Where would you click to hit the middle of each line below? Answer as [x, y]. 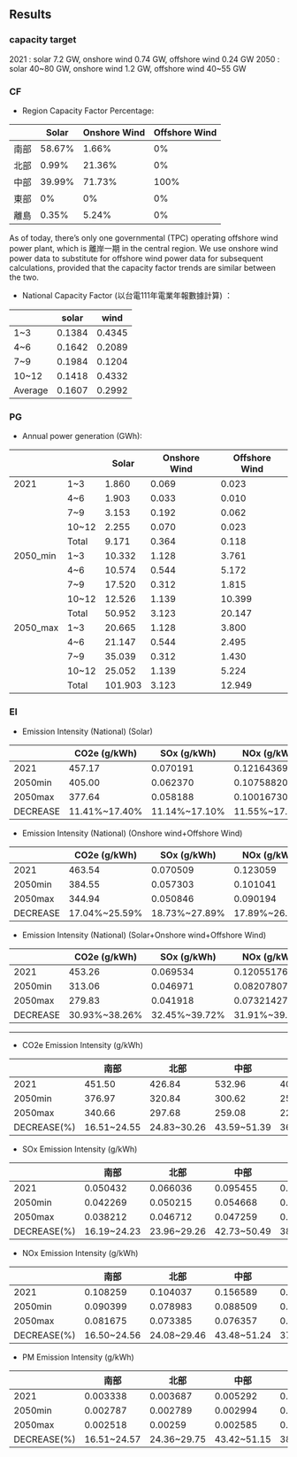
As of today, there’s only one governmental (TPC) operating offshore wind [144, 237]
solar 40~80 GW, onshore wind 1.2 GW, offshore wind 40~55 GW [128, 68]
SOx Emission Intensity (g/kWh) [80, 1149]
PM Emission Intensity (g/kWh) [78, 1357]
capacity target [43, 40]
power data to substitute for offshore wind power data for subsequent [136, 258]
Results [30, 15]
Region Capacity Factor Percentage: [88, 111]
